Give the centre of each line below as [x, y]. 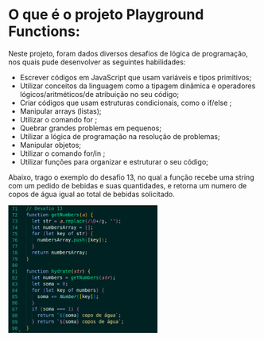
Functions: [45, 31]
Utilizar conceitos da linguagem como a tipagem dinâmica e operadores [138, 86]
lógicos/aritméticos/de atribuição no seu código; [99, 94]
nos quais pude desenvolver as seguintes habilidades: [97, 62]
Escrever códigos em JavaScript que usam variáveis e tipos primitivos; [136, 77]
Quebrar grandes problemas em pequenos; [90, 128]
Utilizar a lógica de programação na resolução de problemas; [120, 136]
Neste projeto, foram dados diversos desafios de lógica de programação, [128, 53]
